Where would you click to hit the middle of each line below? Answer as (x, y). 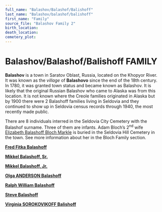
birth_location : (22, 28)
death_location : (22, 32)
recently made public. (27, 112)
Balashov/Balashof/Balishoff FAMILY (81, 61)
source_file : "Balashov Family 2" (40, 23)
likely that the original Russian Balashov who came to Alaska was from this (80, 91)
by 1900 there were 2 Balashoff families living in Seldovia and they (72, 101)
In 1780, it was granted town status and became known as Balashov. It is (78, 85)
